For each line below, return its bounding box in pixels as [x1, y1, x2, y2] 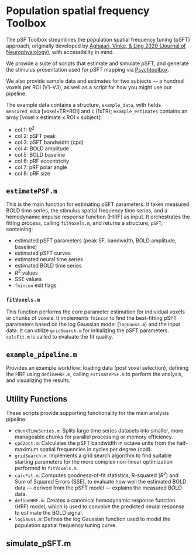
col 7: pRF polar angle [14, 163, 67, 171]
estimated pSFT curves [14, 249, 71, 256]
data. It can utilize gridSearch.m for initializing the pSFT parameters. [6, 327, 170, 334]
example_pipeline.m [6, 350, 77, 359]
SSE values [14, 276, 42, 283]
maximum [14, 445, 39, 452]
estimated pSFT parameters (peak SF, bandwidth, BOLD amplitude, [14, 237, 177, 244]
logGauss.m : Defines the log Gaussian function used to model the [14, 515, 171, 522]
